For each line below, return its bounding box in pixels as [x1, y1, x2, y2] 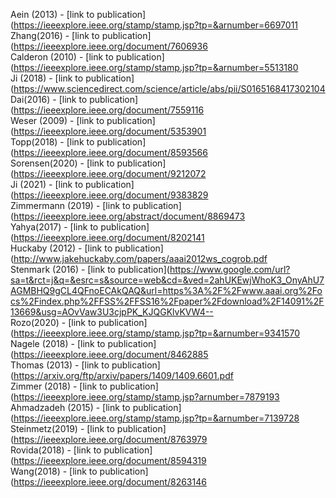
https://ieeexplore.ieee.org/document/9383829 [13, 189, 209, 201]
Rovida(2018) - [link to [10, 444, 102, 456]
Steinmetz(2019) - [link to [10, 423, 115, 434]
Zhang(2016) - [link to [10, 30, 100, 41]
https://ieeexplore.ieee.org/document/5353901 [13, 125, 207, 137]
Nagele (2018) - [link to [10, 338, 106, 349]
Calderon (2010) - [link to [10, 51, 114, 63]
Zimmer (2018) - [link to [10, 380, 108, 392]
